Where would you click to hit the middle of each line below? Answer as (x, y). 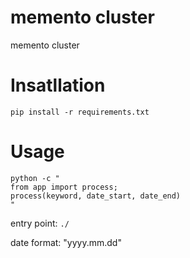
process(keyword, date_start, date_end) (96, 196)
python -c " (35, 178)
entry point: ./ (40, 223)
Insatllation (58, 85)
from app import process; (64, 187)
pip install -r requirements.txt (80, 112)
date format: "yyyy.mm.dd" (66, 242)
